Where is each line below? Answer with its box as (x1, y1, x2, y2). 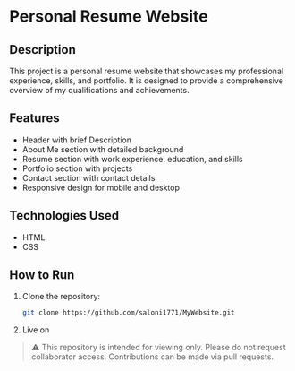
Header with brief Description (21, 134, 132, 145)
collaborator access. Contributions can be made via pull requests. (30, 351, 274, 362)
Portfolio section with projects (21, 163, 133, 174)
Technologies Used (9, 208, 119, 223)
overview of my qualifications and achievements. (9, 85, 190, 95)
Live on (21, 324, 50, 335)
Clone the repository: (21, 291, 101, 302)
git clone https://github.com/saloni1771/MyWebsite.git (21, 308, 235, 317)
